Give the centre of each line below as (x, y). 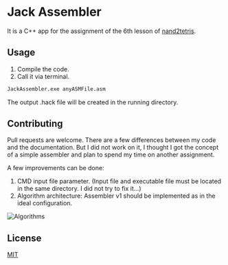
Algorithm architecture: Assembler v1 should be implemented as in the (116, 196)
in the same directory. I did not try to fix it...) (79, 189)
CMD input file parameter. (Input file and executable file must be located (119, 181)
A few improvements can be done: (56, 168)
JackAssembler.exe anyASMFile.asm (57, 89)
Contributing (35, 124)
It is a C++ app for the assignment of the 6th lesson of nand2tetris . (102, 31)
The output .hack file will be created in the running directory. (93, 102)
